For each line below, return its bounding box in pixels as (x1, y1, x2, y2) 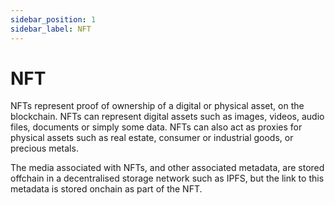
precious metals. (10, 142, 79, 155)
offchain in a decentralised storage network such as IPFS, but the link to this (10, 172, 325, 185)
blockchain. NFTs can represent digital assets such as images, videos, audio (10, 111, 325, 123)
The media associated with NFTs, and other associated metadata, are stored (10, 162, 325, 174)
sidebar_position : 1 (10, 14, 97, 25)
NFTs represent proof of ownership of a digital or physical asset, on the (10, 100, 305, 112)
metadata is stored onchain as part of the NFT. (10, 183, 203, 195)
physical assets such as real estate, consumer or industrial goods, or (10, 132, 294, 144)
